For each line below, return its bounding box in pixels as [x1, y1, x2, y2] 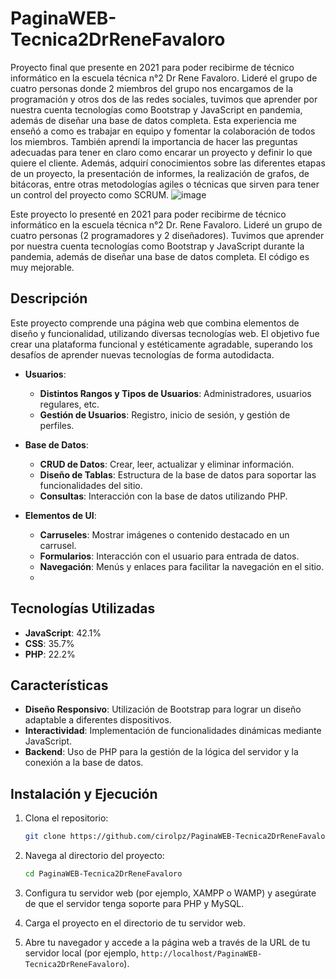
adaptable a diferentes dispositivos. [24, 714, 172, 726]
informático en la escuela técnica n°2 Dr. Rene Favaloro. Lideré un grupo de [10, 218, 323, 231]
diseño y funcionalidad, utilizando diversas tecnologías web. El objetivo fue [10, 327, 320, 339]
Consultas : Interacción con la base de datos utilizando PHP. [39, 490, 288, 502]
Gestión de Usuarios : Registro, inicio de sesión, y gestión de [39, 408, 291, 421]
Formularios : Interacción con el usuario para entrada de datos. [39, 550, 300, 562]
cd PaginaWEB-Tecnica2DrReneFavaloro [24, 869, 183, 879]
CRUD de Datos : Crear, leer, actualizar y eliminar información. [39, 458, 295, 470]
